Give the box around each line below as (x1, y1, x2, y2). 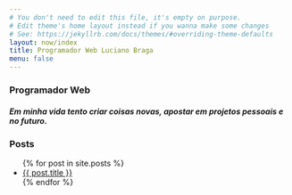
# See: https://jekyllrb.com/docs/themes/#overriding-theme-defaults (9, 29, 274, 38)
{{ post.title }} (21, 167, 73, 178)
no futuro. (9, 115, 47, 126)
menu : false (9, 54, 54, 63)
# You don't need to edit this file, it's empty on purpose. (9, 12, 242, 22)
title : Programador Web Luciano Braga (9, 46, 154, 55)
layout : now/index (9, 37, 78, 47)
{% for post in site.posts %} (21, 158, 125, 169)
